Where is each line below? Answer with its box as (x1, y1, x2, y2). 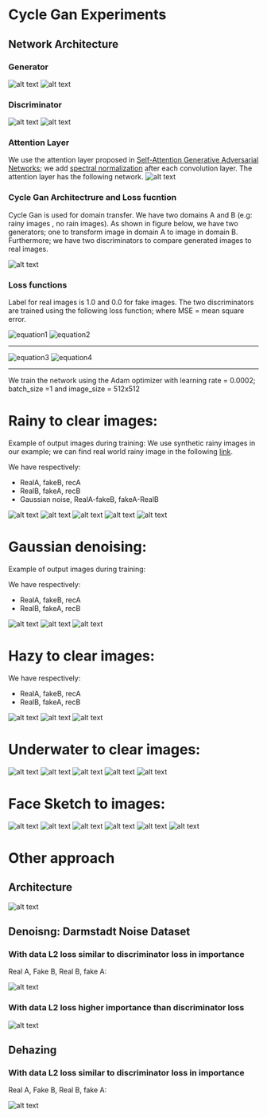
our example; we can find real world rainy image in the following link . (8, 447, 233, 456)
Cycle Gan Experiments (8, 6, 167, 24)
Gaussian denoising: (8, 538, 147, 556)
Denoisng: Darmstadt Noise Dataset (8, 925, 191, 939)
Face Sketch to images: (8, 795, 165, 813)
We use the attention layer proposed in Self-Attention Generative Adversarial (8, 155, 259, 165)
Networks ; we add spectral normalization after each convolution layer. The (8, 163, 253, 173)
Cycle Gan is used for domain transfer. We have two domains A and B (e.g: (8, 210, 253, 220)
